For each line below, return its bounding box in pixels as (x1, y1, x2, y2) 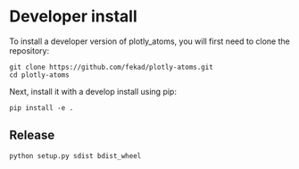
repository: (9, 45, 50, 55)
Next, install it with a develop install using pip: (9, 86, 177, 97)
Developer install (9, 6, 138, 27)
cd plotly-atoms (9, 70, 70, 80)
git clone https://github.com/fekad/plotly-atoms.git (9, 63, 214, 72)
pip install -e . (9, 103, 74, 113)
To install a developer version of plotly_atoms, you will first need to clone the (9, 36, 290, 46)
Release (9, 128, 55, 143)
